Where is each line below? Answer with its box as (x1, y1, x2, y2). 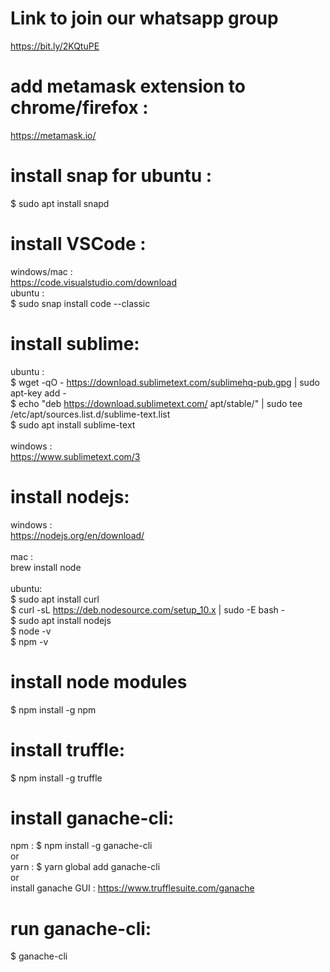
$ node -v (10, 625, 52, 637)
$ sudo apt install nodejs (10, 614, 112, 626)
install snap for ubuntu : (10, 165, 213, 187)
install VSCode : (10, 233, 147, 255)
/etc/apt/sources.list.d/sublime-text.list (10, 408, 171, 420)
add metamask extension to (10, 75, 246, 98)
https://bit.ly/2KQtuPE (10, 40, 100, 52)
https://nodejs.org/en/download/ (10, 529, 145, 541)
